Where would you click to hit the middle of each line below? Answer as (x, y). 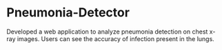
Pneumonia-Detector (68, 13)
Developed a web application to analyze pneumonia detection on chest (107, 32)
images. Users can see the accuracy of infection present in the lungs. (115, 38)
